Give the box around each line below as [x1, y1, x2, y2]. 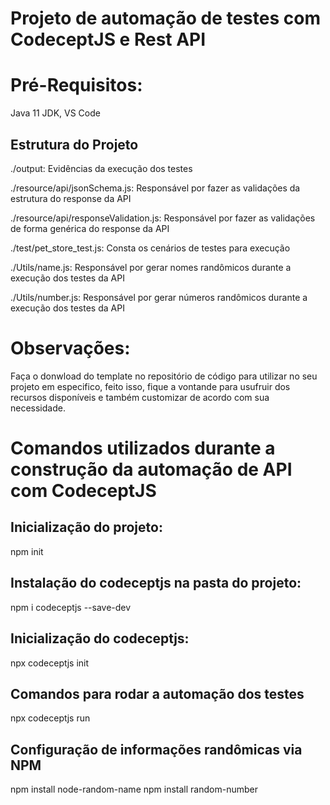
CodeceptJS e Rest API [10, 28, 207, 51]
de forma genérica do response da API [10, 222, 170, 234]
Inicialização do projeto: [10, 519, 163, 536]
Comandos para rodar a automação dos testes [10, 685, 305, 702]
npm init [10, 545, 44, 557]
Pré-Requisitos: [10, 74, 143, 97]
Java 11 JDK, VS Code [10, 107, 101, 119]
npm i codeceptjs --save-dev [10, 601, 132, 613]
